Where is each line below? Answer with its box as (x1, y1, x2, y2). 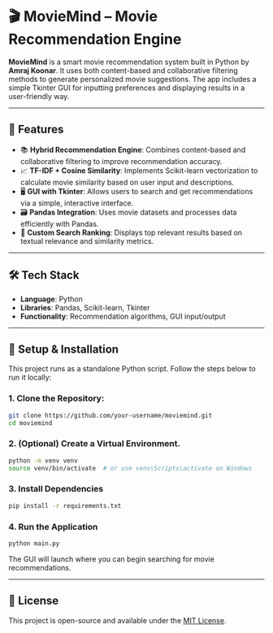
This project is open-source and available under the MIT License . (8, 615, 227, 625)
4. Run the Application (8, 521, 98, 532)
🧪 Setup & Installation (8, 342, 119, 356)
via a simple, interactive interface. (19, 197, 134, 208)
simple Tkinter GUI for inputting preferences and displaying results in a (8, 83, 245, 93)
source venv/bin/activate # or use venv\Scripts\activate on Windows (8, 464, 253, 472)
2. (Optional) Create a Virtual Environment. (8, 438, 181, 449)
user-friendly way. (8, 91, 70, 101)
